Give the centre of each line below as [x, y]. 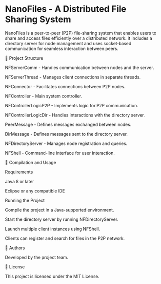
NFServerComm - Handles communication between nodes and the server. [80, 68]
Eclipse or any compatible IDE [35, 191]
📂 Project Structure [24, 58]
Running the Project [25, 200]
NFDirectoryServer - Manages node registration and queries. [66, 143]
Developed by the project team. [37, 257]
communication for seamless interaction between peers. [62, 48]
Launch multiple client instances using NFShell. [52, 229]
